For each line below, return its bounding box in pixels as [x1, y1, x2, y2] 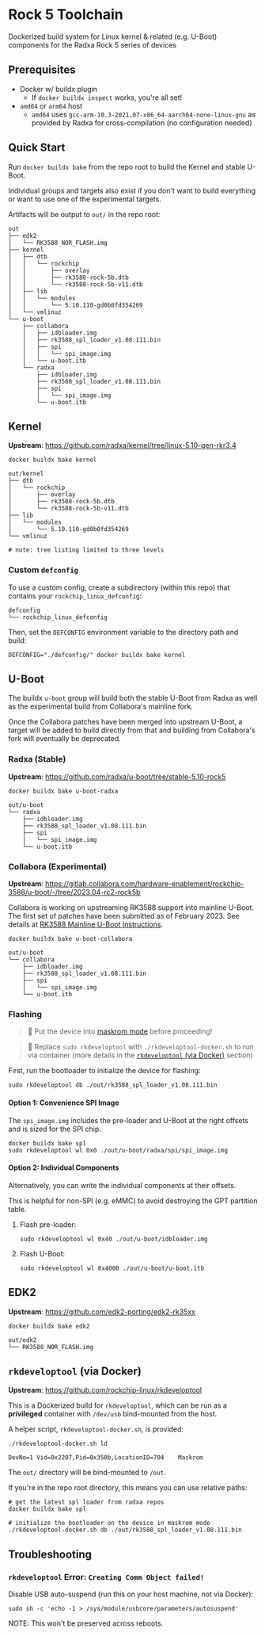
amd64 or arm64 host [19, 101, 83, 110]
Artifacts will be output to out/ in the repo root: [8, 209, 161, 219]
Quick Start [8, 141, 66, 155]
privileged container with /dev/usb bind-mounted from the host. [8, 1409, 218, 1419]
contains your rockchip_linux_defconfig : [8, 591, 142, 600]
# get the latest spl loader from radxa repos [8, 1498, 165, 1507]
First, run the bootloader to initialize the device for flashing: [8, 1066, 201, 1076]
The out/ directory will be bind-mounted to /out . [8, 1468, 166, 1477]
